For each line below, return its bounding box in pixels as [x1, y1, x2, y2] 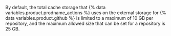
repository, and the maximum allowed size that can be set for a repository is [5, 20, 165, 26]
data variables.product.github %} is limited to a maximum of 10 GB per [5, 15, 154, 21]
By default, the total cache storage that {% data [5, 5, 106, 10]
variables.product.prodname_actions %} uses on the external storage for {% [5, 10, 166, 16]
